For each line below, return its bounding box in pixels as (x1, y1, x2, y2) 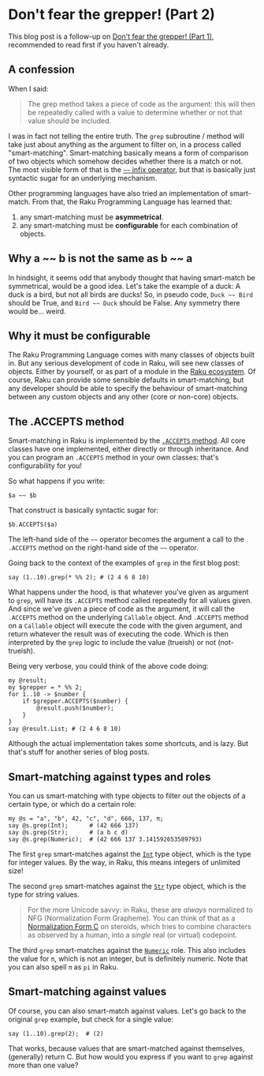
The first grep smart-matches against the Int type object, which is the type (8, 849, 252, 858)
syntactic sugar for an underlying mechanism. (8, 173, 158, 182)
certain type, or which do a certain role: (8, 800, 136, 808)
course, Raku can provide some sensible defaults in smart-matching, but (8, 375, 244, 384)
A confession (8, 63, 75, 77)
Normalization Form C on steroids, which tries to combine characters (27, 922, 252, 931)
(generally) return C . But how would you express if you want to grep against (8, 1052, 254, 1061)
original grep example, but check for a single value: (8, 1014, 174, 1024)
